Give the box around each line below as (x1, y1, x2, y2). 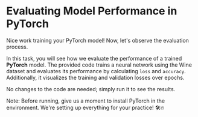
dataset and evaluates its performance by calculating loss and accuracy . (6, 67, 186, 74)
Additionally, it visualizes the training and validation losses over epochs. (6, 74, 185, 81)
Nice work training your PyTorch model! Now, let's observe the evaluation (6, 37, 189, 44)
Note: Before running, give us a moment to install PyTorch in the (6, 97, 165, 104)
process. (6, 43, 28, 50)
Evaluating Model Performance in (6, 4, 177, 18)
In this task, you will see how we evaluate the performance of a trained (6, 55, 182, 62)
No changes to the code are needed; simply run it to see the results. (6, 85, 176, 92)
